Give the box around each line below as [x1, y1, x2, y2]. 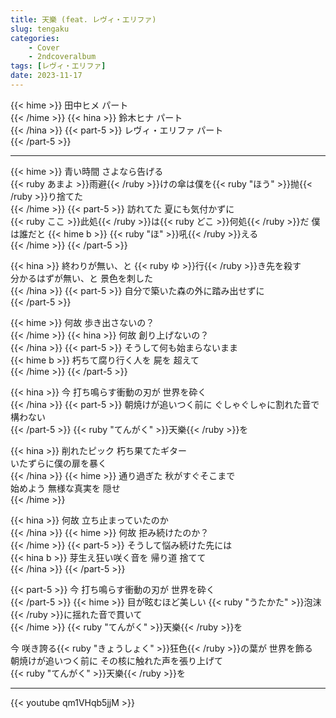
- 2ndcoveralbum [28, 52, 97, 62]
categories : [10, 33, 60, 43]
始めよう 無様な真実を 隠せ [10, 482, 121, 494]
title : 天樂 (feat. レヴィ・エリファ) [10, 14, 157, 25]
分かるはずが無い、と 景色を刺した [10, 272, 153, 284]
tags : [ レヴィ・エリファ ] [10, 61, 107, 71]
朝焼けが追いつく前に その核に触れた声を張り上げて [10, 654, 223, 666]
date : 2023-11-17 [10, 71, 83, 81]
